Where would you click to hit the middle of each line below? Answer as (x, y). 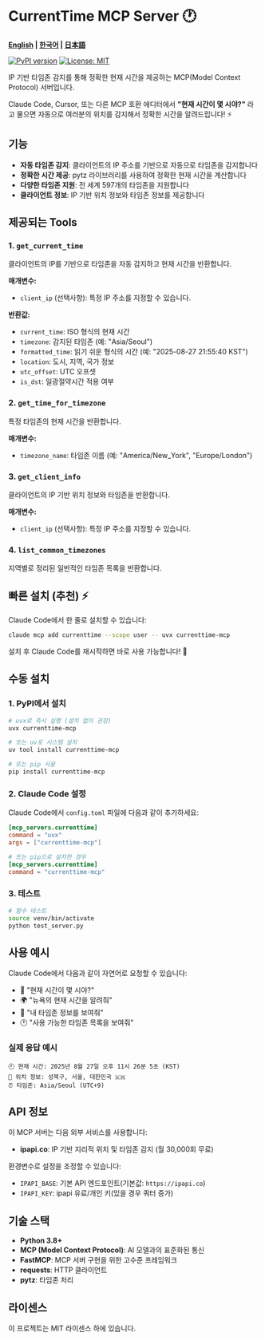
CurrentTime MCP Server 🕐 (103, 16)
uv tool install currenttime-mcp (64, 750)
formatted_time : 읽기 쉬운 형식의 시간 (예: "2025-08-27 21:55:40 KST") (134, 352)
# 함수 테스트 (28, 911)
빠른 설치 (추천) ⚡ (49, 596)
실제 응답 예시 (33, 1048)
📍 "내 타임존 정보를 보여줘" (61, 1013)
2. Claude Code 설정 (47, 793)
